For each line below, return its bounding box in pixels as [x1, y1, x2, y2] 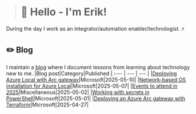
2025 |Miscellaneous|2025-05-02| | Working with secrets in [6, 88, 149, 96]
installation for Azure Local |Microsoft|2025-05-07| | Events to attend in [6, 82, 178, 89]
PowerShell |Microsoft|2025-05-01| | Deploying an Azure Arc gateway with [6, 95, 186, 102]
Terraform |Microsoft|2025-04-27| [6, 101, 89, 108]
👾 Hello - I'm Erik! [20, 5, 107, 19]
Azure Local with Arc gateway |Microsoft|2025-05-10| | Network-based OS [6, 76, 186, 83]
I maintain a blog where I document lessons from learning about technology [6, 63, 190, 71]
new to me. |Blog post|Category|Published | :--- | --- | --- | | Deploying [6, 70, 177, 77]
